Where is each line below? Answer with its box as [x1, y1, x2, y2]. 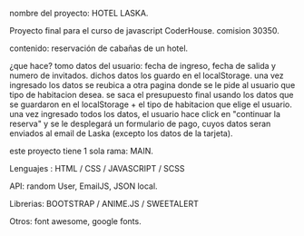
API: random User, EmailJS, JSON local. [9, 181, 158, 192]
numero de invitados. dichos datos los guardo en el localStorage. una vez [9, 70, 284, 81]
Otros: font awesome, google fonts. [9, 216, 142, 226]
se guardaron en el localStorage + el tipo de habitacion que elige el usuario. [9, 99, 292, 110]
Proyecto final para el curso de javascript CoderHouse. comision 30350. [9, 25, 279, 35]
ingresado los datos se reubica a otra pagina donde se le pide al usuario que [9, 80, 296, 90]
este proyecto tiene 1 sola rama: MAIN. [9, 145, 154, 156]
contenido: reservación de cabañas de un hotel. [9, 43, 189, 54]
